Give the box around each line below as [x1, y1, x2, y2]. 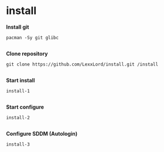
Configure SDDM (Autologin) [6, 130, 78, 137]
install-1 [6, 88, 30, 94]
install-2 [6, 115, 30, 120]
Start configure [6, 103, 45, 110]
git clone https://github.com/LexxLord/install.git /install [6, 61, 159, 67]
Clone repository [6, 50, 48, 57]
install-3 [6, 141, 30, 147]
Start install [6, 77, 35, 84]
